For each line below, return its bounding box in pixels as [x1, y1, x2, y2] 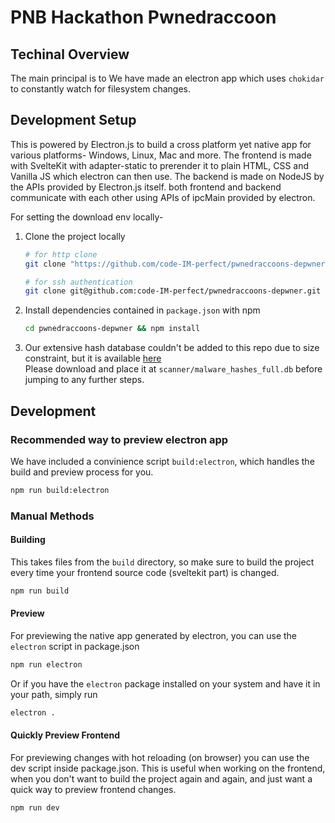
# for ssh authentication [24, 277, 133, 287]
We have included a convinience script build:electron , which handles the [10, 455, 315, 467]
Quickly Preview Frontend [10, 729, 120, 741]
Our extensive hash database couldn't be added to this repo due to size [24, 342, 320, 354]
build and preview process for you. [10, 466, 154, 478]
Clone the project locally [24, 230, 126, 242]
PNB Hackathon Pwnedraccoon [10, 6, 277, 29]
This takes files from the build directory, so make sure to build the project [10, 556, 315, 568]
